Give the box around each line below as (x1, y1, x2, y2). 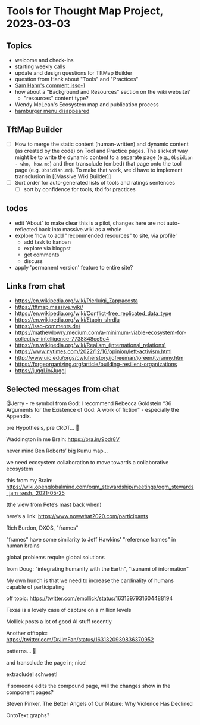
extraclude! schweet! (6, 671, 58, 678)
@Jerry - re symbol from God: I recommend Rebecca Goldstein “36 (6, 400, 172, 407)
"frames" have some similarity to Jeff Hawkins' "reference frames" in (6, 536, 176, 543)
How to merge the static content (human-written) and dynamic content (14, 140, 189, 148)
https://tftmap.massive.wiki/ (14, 303, 83, 310)
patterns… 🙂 (6, 647, 37, 655)
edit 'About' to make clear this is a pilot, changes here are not (14, 219, 165, 227)
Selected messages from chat (6, 384, 120, 394)
